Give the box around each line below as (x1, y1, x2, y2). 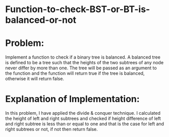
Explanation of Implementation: (5, 94, 140, 105)
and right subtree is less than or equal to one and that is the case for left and (5, 121, 164, 127)
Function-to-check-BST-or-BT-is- (5, 4, 150, 15)
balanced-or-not (5, 14, 77, 26)
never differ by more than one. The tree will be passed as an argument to (5, 65, 157, 71)
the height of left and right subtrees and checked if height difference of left (5, 115, 161, 122)
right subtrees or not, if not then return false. (5, 126, 98, 132)
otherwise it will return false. (5, 76, 65, 82)
